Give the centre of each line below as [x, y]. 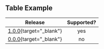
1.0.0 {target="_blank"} [35, 31]
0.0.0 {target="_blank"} [35, 39]
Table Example [29, 8]
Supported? [81, 22]
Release [35, 22]
